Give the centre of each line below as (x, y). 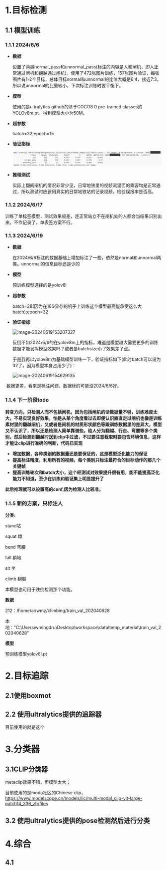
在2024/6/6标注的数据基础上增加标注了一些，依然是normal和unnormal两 (87, 258)
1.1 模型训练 (23, 30)
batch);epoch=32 (30, 312)
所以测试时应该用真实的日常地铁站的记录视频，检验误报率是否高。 (89, 191)
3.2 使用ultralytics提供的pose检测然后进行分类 (78, 820)
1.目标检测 (26, 10)
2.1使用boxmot (28, 696)
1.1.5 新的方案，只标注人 (34, 503)
